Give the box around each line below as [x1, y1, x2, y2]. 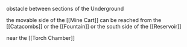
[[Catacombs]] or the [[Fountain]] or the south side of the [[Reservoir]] [6, 23, 182, 30]
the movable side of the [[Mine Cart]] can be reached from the [6, 17, 162, 23]
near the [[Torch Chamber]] [6, 35, 75, 41]
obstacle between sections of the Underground [6, 5, 124, 12]
